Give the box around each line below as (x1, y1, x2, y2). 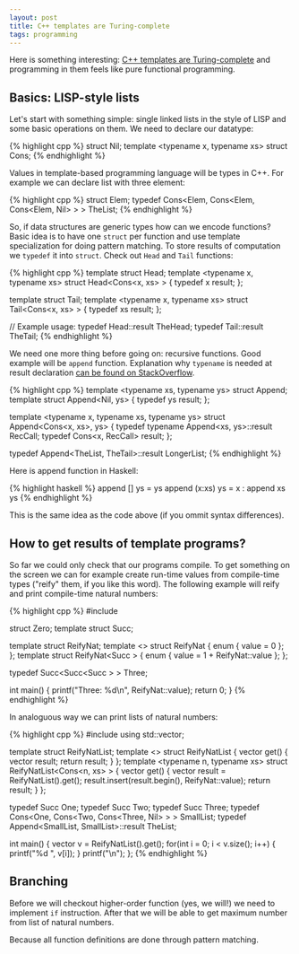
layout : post (9, 13, 58, 22)
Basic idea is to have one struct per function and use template (9, 231, 241, 242)
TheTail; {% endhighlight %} (9, 331, 114, 342)
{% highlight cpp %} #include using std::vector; (9, 729, 185, 740)
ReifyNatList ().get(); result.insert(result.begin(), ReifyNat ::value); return (9, 775, 271, 785)
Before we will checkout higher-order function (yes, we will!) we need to (9, 897, 276, 908)
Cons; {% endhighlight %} (9, 150, 106, 162)
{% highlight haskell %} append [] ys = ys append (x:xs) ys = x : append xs (9, 483, 286, 494)
